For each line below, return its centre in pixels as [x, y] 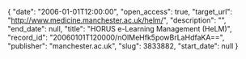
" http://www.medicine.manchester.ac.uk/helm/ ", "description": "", [117, 20]
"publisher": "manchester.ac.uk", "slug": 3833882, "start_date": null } [123, 46]
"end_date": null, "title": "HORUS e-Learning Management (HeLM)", [120, 29]
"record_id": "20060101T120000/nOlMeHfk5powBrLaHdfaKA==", [116, 37]
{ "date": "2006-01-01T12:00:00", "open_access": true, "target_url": [120, 12]
